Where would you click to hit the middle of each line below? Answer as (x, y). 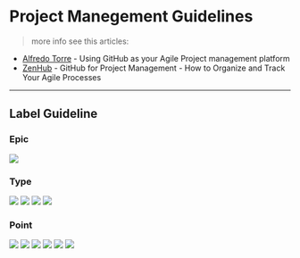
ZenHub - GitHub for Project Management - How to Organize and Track (154, 68)
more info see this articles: (80, 41)
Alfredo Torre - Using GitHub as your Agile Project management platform (156, 58)
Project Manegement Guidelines (131, 17)
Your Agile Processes (62, 77)
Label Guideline (54, 114)
